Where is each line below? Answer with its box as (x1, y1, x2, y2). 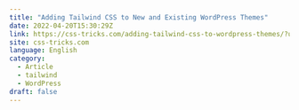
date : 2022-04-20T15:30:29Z (9, 21, 114, 30)
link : (9, 29, 29, 38)
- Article (17, 63, 53, 72)
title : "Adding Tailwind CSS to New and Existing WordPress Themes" (9, 12, 269, 22)
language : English (9, 46, 77, 55)
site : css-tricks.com (9, 37, 90, 47)
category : (9, 54, 46, 63)
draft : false (9, 87, 58, 96)
